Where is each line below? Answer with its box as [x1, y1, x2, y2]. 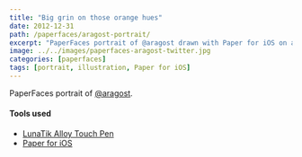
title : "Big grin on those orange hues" [9, 13, 164, 22]
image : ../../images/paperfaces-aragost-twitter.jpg [9, 47, 211, 56]
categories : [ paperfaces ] [9, 55, 106, 64]
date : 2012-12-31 [9, 22, 75, 31]
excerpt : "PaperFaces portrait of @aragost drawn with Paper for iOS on [9, 38, 288, 48]
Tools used [9, 109, 52, 119]
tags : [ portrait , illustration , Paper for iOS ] [9, 64, 191, 73]
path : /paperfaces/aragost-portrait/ [9, 30, 151, 39]
